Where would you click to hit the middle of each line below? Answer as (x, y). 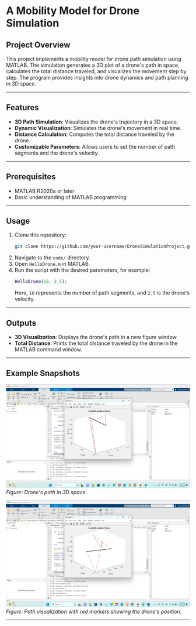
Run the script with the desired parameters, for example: (82, 270)
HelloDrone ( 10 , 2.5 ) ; (41, 282)
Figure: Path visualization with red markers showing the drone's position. (94, 611)
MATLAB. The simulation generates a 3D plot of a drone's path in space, (93, 65)
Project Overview (38, 45)
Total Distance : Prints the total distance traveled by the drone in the (96, 343)
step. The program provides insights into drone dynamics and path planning (97, 78)
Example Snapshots (43, 373)
